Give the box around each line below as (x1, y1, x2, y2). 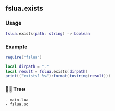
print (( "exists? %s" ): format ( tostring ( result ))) (5, 74, 111, 79)
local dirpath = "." (5, 64, 50, 69)
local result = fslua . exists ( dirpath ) (5, 69, 88, 74)
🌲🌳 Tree (5, 85, 26, 93)
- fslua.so (5, 102, 29, 107)
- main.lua (5, 97, 29, 102)
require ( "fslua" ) (5, 55, 42, 60)
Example (5, 43, 28, 50)
